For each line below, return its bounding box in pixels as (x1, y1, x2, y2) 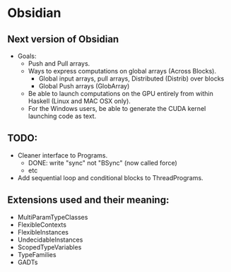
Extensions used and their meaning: (7, 194, 170, 206)
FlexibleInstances (17, 227, 69, 236)
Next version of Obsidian (7, 33, 119, 45)
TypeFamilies (17, 250, 57, 259)
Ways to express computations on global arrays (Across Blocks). (28, 67, 217, 75)
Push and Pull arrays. (28, 59, 90, 68)
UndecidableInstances (17, 235, 83, 244)
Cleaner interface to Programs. (17, 150, 108, 160)
